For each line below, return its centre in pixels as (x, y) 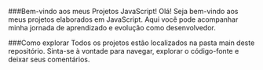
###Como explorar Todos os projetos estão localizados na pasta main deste (131, 43)
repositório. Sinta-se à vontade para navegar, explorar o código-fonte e (124, 51)
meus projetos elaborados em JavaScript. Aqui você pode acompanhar (123, 19)
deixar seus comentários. (49, 59)
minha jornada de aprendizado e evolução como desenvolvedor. (112, 28)
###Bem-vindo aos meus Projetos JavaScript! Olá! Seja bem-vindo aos (123, 11)
